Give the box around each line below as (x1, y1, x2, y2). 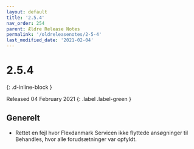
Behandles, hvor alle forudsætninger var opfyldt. (15, 135, 137, 143)
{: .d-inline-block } (6, 83, 53, 91)
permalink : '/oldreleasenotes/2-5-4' (6, 32, 102, 38)
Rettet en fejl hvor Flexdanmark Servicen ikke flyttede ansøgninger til (15, 129, 189, 136)
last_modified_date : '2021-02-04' (6, 37, 94, 43)
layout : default (6, 9, 47, 15)
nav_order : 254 (6, 20, 45, 26)
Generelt (6, 113, 41, 123)
